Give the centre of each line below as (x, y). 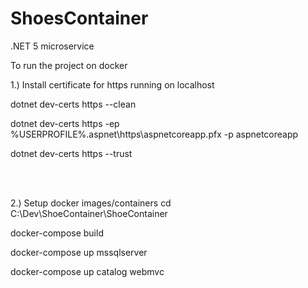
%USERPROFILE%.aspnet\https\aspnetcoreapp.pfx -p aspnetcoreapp (154, 134)
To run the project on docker (69, 65)
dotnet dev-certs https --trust (71, 153)
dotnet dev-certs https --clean (73, 104)
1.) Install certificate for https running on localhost (112, 84)
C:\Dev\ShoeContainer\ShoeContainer (89, 213)
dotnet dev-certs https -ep (65, 123)
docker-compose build (57, 233)
